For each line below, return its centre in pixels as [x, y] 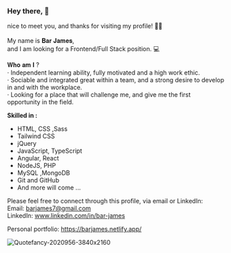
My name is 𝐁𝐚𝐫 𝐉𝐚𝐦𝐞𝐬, [41, 41]
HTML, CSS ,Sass [42, 129]
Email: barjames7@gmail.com [49, 208]
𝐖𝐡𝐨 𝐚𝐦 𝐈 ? [23, 65]
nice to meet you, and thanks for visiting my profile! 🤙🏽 [85, 26]
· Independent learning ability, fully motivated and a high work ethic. [104, 73]
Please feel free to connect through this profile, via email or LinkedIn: [105, 201]
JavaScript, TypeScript [50, 151]
